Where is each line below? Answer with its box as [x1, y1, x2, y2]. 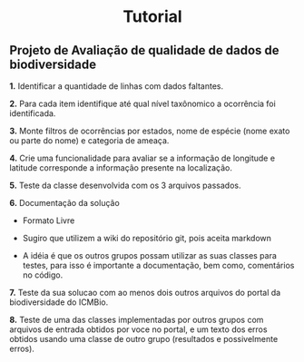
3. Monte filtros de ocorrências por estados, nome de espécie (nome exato [9, 125, 290, 136]
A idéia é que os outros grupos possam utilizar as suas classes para [22, 250, 277, 260]
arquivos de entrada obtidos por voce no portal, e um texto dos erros [9, 324, 268, 335]
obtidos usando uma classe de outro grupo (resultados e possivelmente [9, 334, 279, 344]
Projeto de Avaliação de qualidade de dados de [9, 43, 279, 58]
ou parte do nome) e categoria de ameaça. [9, 135, 170, 146]
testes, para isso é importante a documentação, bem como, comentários [22, 260, 295, 270]
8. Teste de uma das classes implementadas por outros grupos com [9, 315, 264, 325]
